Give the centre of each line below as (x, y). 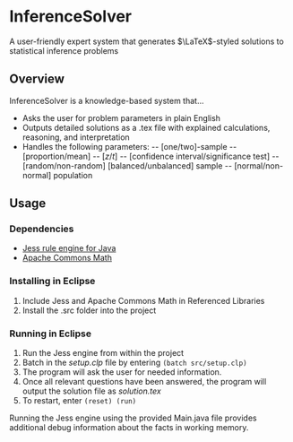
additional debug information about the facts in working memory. (129, 428)
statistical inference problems (64, 50)
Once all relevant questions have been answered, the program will (144, 382)
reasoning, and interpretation (76, 137)
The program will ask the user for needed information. (122, 372)
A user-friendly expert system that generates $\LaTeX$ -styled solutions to (146, 41)
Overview (37, 79)
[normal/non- (259, 165)
